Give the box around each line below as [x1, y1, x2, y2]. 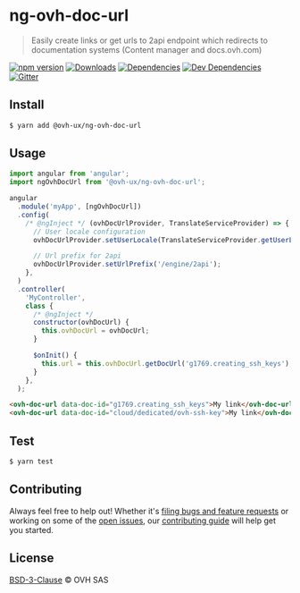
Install [9, 97, 45, 113]
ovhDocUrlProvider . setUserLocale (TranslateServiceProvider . [32, 235, 262, 244]
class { [25, 301, 54, 310]
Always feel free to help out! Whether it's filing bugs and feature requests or [9, 505, 289, 516]
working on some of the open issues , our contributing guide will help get [9, 515, 277, 526]
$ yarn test [9, 457, 54, 466]
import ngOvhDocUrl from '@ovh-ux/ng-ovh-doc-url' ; [9, 178, 205, 187]
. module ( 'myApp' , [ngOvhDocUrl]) [17, 202, 142, 211]
